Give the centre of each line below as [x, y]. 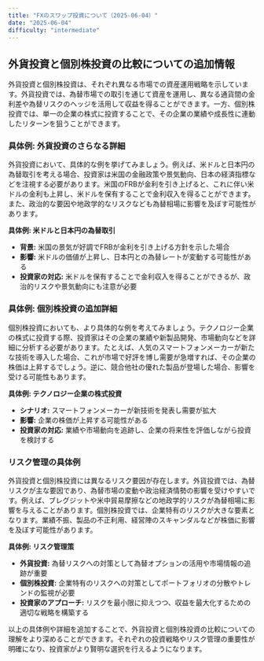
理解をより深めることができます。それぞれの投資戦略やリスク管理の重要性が [132, 639]
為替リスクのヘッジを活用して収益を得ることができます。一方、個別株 [142, 104]
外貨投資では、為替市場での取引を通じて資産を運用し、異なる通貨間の [135, 94]
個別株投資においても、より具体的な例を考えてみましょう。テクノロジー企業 [131, 327]
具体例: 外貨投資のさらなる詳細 [67, 146]
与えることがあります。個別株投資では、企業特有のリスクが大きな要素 [135, 510]
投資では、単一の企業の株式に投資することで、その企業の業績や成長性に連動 [132, 114]
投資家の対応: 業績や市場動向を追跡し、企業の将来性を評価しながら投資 [135, 430]
